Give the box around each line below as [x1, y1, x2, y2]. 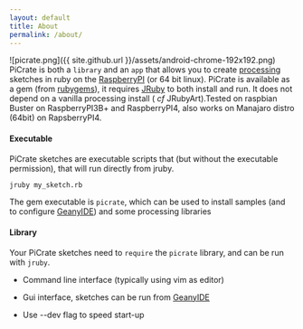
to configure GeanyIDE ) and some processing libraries [9, 206, 212, 217]
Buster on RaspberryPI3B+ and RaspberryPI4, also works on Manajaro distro [9, 103, 295, 114]
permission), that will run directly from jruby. [9, 163, 175, 174]
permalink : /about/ [9, 30, 83, 39]
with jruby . [9, 257, 51, 268]
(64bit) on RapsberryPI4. [9, 112, 102, 123]
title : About [9, 22, 59, 31]
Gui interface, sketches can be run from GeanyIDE [22, 291, 211, 303]
